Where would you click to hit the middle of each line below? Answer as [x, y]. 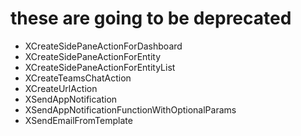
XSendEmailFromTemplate [78, 120]
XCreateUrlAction [61, 88]
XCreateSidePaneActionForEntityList [100, 67]
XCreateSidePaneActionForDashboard [103, 46]
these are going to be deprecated [151, 18]
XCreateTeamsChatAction [78, 78]
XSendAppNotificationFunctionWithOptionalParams [130, 109]
